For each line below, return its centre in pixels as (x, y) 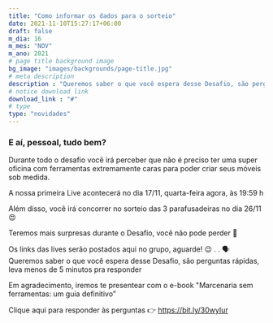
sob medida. (29, 177)
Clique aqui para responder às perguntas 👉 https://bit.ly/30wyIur (119, 310)
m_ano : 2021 (28, 54)
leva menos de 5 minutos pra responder (75, 269)
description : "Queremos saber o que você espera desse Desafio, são (129, 84)
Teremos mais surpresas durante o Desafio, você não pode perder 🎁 (123, 233)
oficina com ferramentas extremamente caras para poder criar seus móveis (135, 169)
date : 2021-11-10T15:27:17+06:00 (65, 24)
